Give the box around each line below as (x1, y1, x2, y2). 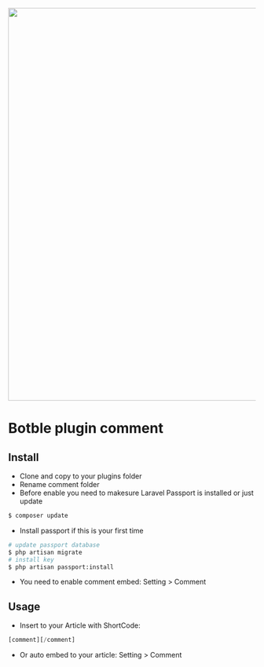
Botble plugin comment (8, 420, 163, 438)
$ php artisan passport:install (8, 563, 114, 571)
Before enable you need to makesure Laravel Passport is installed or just (19, 488, 254, 497)
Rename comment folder (19, 480, 100, 489)
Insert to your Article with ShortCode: (19, 621, 141, 630)
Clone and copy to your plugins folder (19, 471, 142, 481)
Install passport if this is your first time (19, 526, 144, 535)
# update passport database (8, 541, 101, 549)
